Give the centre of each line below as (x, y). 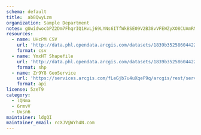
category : (19, 95)
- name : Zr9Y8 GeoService (44, 73)
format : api (32, 84)
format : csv (32, 51)
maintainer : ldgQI (29, 117)
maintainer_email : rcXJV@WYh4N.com (51, 123)
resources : (20, 34)
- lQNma (21, 100)
